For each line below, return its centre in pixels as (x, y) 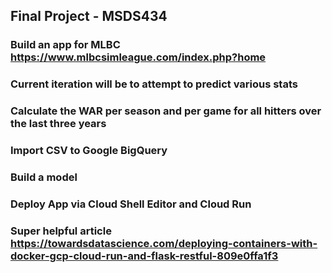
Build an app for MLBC (65, 45)
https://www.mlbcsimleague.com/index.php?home (138, 57)
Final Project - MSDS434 (89, 16)
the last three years (58, 124)
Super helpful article (61, 231)
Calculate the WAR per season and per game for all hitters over (166, 111)
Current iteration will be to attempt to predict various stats (154, 84)
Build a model (44, 177)
